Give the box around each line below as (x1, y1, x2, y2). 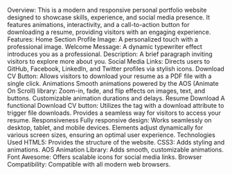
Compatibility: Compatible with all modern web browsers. (7, 160, 171, 168)
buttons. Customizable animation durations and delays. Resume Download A (7, 94, 225, 102)
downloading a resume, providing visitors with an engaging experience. (7, 28, 211, 36)
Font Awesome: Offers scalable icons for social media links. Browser (7, 153, 202, 161)
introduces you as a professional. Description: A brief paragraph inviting (7, 50, 213, 58)
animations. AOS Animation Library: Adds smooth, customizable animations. (7, 145, 224, 154)
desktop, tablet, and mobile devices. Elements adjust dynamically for (7, 124, 204, 131)
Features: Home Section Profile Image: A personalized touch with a (7, 35, 199, 44)
